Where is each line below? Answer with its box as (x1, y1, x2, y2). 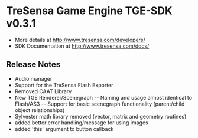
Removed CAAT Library (14, 87, 72, 95)
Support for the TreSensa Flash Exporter (14, 81, 113, 88)
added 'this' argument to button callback (14, 125, 114, 132)
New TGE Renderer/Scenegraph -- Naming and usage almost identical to (14, 94, 193, 101)
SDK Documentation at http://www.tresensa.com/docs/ (14, 42, 150, 50)
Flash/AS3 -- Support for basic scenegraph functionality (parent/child (14, 100, 185, 107)
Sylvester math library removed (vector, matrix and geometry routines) (14, 113, 187, 120)
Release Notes (6, 60, 61, 70)
